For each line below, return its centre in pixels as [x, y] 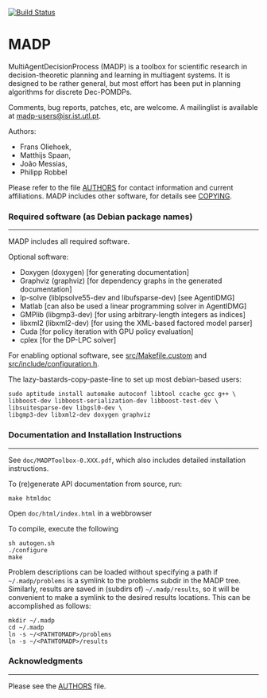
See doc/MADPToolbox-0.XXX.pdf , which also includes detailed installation [127, 460]
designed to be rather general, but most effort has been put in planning [124, 83]
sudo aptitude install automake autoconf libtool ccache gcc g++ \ [122, 394]
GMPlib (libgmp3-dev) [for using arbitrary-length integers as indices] [133, 315]
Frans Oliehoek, [45, 147]
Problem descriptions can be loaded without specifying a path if [113, 572]
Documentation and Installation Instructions [95, 435]
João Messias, [43, 163]
